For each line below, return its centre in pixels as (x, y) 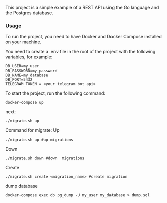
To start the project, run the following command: (55, 93)
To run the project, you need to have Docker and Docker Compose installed (84, 37)
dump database (21, 186)
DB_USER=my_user (22, 66)
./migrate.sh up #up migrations (39, 140)
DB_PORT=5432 (19, 80)
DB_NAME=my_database (27, 75)
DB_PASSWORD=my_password (31, 71)
